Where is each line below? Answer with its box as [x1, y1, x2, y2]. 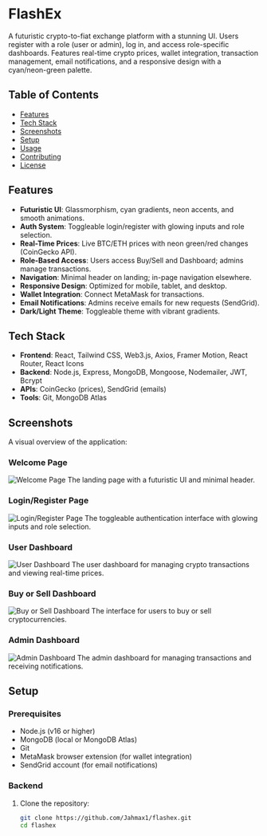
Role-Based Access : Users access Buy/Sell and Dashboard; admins [19, 255, 244, 265]
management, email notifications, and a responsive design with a [8, 57, 222, 66]
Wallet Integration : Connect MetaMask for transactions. [19, 289, 205, 299]
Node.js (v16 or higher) [19, 727, 96, 736]
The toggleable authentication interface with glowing [84, 513, 258, 522]
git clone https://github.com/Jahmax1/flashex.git [19, 814, 192, 822]
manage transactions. [19, 264, 92, 274]
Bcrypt [19, 376, 42, 385]
